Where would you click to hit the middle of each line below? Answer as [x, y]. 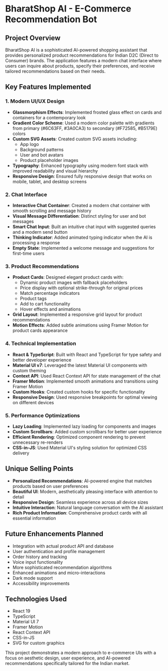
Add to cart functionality [45, 304]
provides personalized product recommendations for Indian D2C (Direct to [82, 55]
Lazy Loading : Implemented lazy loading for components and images [84, 426]
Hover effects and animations [50, 309]
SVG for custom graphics [38, 643]
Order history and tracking [40, 557]
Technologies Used [36, 599]
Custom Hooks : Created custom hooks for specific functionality [79, 392]
